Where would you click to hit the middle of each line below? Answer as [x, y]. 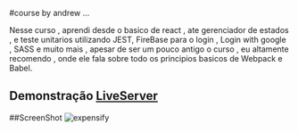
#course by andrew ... [50, 13]
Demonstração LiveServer [84, 96]
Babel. [21, 68]
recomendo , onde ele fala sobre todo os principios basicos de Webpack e [146, 58]
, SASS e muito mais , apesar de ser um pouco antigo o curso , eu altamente [149, 49]
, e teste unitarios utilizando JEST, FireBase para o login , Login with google [148, 40]
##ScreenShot [36, 117]
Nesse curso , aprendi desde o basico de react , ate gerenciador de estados [149, 30]
